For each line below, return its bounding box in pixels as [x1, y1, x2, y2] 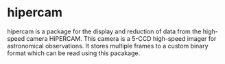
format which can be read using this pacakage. [7, 49, 141, 57]
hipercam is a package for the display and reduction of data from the [7, 27, 202, 35]
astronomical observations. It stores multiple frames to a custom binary [7, 42, 209, 50]
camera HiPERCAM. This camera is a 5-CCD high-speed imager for [26, 34, 217, 42]
